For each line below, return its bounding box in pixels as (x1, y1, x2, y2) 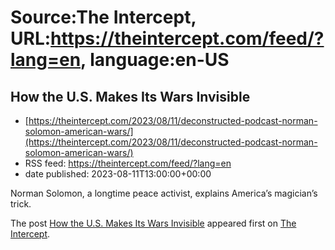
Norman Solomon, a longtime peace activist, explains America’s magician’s (10, 187, 318, 199)
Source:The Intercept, (10, 6, 197, 29)
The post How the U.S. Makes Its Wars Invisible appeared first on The (10, 217, 297, 229)
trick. (10, 198, 32, 210)
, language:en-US (80, 49, 230, 71)
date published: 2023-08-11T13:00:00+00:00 (24, 168, 212, 180)
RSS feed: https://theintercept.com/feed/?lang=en (24, 157, 232, 169)
